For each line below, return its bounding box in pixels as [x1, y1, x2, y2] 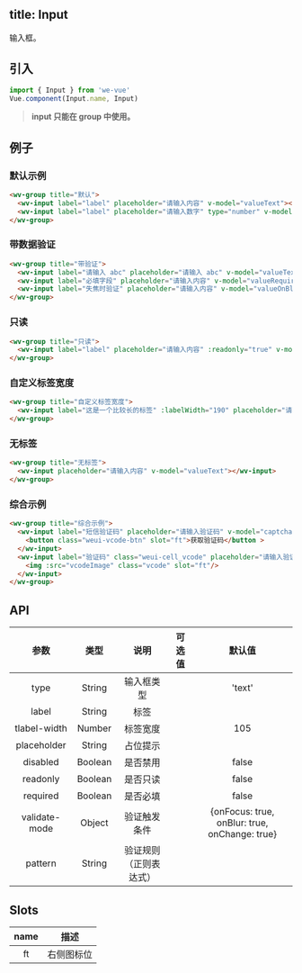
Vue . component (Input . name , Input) [9, 94, 139, 103]
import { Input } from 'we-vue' [9, 86, 130, 95]
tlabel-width [14, 722, 67, 734]
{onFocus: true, [209, 806, 275, 818]
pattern [25, 857, 57, 869]
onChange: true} [208, 828, 278, 841]
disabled [22, 756, 60, 769]
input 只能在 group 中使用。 [31, 112, 136, 122]
